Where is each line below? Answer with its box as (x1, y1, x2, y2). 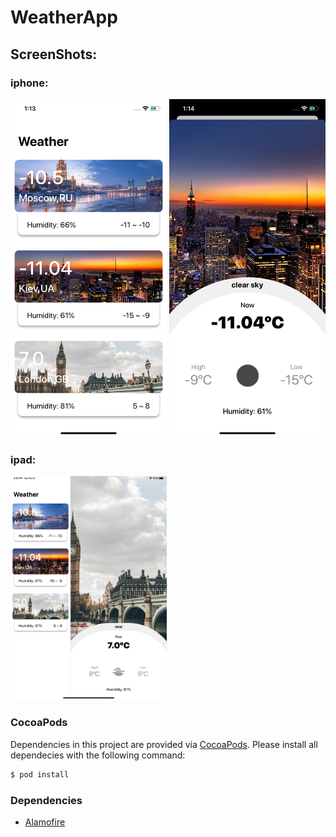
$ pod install (10, 769, 70, 780)
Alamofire (24, 816, 66, 828)
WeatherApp (10, 6, 118, 29)
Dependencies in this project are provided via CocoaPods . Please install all (10, 738, 318, 750)
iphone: (10, 76, 49, 90)
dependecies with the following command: (10, 749, 186, 761)
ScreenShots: (10, 46, 98, 63)
